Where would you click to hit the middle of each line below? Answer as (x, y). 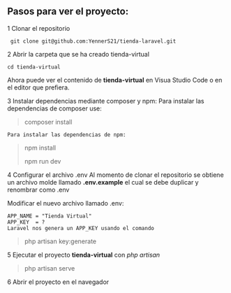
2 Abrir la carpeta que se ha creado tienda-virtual (79, 54)
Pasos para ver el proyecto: (68, 12)
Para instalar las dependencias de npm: (67, 135)
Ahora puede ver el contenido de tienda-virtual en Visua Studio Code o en (115, 80)
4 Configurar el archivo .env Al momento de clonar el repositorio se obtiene (116, 175)
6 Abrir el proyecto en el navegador (58, 282)
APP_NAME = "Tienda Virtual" (50, 216)
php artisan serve (50, 268)
